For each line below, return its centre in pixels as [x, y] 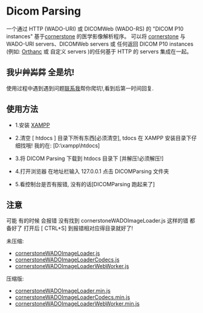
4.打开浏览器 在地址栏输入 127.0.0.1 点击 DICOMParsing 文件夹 [92, 171]
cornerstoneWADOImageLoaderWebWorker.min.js [77, 304]
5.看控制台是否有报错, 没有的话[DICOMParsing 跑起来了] [85, 184]
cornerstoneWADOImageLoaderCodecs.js [67, 260]
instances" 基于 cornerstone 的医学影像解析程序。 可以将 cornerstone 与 [96, 36]
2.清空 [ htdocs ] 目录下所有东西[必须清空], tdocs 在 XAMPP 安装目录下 [103, 138]
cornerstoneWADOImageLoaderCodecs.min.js [72, 297]
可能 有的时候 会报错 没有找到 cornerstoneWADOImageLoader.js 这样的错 [97, 221]
